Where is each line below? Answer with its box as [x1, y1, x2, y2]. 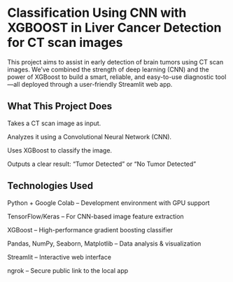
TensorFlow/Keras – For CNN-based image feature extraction [7, 212, 184, 220]
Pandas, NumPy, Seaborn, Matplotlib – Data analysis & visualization [7, 239, 202, 248]
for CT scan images [7, 35, 123, 50]
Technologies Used [7, 180, 93, 192]
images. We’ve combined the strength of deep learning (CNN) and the [7, 65, 209, 73]
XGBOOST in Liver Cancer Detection [7, 20, 222, 36]
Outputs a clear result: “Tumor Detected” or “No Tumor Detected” [7, 160, 197, 168]
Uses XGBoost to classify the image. [7, 146, 113, 155]
